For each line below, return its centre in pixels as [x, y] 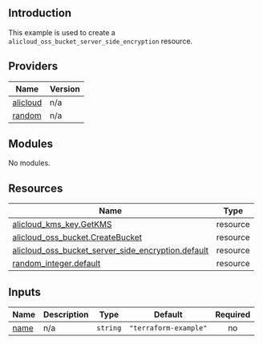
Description [66, 314]
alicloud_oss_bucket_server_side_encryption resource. [101, 41]
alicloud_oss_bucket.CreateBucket [77, 237]
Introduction [40, 13]
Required [233, 314]
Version [65, 89]
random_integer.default [57, 264]
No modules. [29, 163]
